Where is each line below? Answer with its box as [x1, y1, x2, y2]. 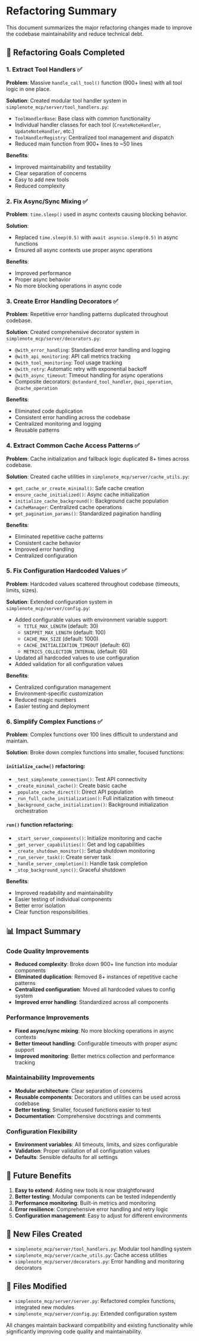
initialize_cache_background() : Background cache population [14, 497, 169, 504]
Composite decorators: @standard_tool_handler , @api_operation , [14, 378, 173, 385]
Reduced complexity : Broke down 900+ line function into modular [14, 961, 178, 968]
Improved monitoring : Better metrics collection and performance [14, 1052, 175, 1060]
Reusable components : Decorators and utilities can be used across [14, 1093, 181, 1101]
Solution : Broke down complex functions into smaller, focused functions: [6, 749, 185, 756]
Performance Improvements [6, 1014, 90, 1022]
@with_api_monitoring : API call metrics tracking [14, 353, 131, 360]
